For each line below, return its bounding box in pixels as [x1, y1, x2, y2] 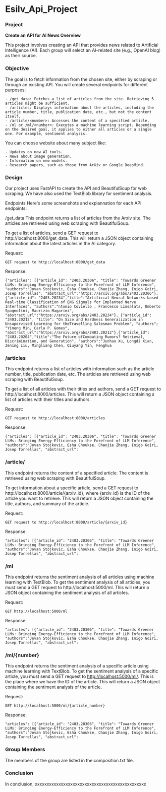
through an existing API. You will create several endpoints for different [5, 81, 148, 87]
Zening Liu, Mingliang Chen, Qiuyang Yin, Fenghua [5, 343, 112, 348]
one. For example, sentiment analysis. [5, 131, 88, 136]
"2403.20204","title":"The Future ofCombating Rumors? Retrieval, [5, 334, 145, 339]
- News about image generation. [5, 154, 72, 159]
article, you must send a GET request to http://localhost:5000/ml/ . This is [5, 673, 154, 679]
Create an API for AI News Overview [5, 32, 81, 38]
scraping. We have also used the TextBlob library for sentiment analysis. [5, 191, 153, 197]
